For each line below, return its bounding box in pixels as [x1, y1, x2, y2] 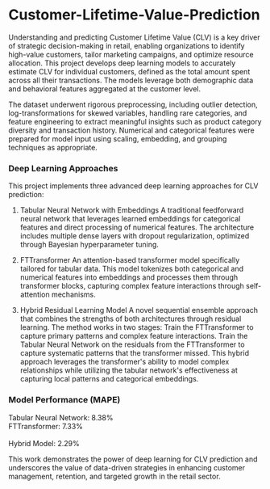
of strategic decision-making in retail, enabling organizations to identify [8, 40, 245, 50]
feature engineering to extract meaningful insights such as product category [8, 116, 262, 126]
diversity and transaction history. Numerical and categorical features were [8, 125, 255, 135]
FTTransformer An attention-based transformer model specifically [19, 255, 240, 265]
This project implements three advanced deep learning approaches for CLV [8, 181, 259, 191]
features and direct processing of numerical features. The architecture [19, 222, 255, 232]
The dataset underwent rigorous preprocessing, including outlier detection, [8, 99, 258, 109]
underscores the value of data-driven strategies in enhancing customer [8, 462, 246, 472]
